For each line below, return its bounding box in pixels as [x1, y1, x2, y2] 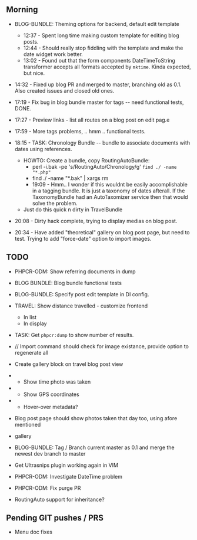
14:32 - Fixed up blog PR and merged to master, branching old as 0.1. [14, 81, 182, 88]
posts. [23, 38, 39, 45]
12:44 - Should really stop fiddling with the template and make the [23, 44, 183, 51]
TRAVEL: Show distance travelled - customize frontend [14, 302, 148, 309]
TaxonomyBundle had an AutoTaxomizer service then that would [32, 193, 188, 200]
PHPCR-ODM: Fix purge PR [14, 484, 81, 492]
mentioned [14, 421, 41, 428]
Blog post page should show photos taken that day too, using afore [14, 414, 178, 421]
